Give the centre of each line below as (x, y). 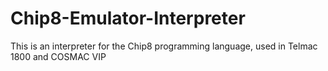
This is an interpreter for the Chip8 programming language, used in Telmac (164, 46)
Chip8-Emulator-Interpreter (128, 18)
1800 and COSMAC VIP (58, 56)
